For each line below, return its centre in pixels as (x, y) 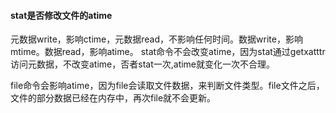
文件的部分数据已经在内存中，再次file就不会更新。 (113, 98)
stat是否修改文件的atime (61, 15)
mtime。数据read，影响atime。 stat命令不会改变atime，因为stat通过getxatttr (168, 52)
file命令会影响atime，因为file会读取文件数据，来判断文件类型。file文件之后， (167, 86)
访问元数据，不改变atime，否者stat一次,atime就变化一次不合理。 (143, 64)
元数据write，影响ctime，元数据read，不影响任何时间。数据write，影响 (156, 39)
